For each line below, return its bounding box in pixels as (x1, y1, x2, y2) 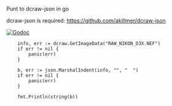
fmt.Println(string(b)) (17, 94, 79, 100)
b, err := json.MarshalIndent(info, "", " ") (17, 67, 139, 73)
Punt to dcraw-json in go (6, 5, 69, 12)
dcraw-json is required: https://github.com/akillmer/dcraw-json (6, 17, 166, 24)
